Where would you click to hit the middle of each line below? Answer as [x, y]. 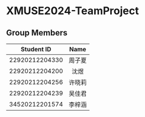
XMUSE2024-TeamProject [72, 11]
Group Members [37, 33]
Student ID [36, 49]
